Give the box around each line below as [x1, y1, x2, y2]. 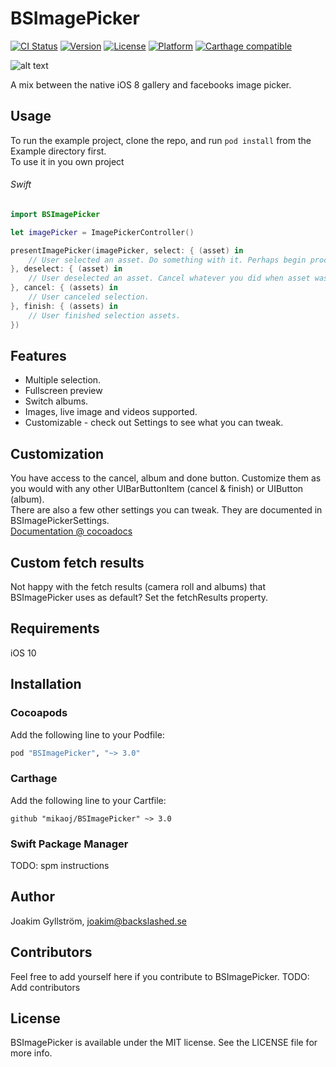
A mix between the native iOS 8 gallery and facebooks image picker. [10, 78, 292, 91]
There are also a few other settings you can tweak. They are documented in [10, 504, 323, 516]
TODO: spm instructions [10, 859, 110, 871]
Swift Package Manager [10, 837, 129, 851]
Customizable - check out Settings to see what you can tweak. [24, 417, 284, 429]
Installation [10, 676, 82, 693]
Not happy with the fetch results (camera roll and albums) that [10, 581, 267, 593]
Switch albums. [24, 395, 89, 407]
